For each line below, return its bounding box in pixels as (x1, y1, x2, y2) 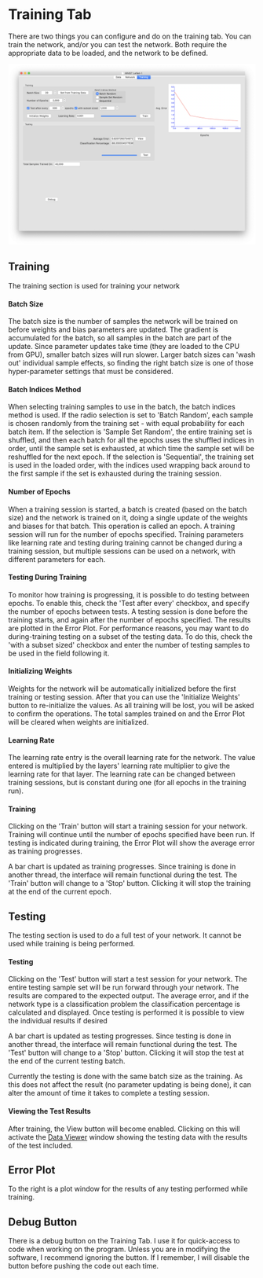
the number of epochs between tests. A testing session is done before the (8, 607, 248, 616)
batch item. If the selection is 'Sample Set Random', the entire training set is (8, 427, 253, 437)
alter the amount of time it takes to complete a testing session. (8, 1089, 210, 1098)
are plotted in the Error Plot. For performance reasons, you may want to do (8, 623, 250, 633)
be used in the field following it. (8, 648, 110, 658)
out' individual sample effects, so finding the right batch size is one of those (8, 358, 254, 368)
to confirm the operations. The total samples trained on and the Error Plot (8, 709, 246, 718)
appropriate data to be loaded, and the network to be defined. (8, 48, 208, 57)
